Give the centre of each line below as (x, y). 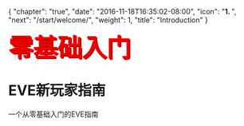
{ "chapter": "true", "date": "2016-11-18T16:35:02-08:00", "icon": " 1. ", (122, 12)
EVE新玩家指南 (57, 91)
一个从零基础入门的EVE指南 (53, 114)
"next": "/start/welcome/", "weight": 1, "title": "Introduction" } (108, 20)
